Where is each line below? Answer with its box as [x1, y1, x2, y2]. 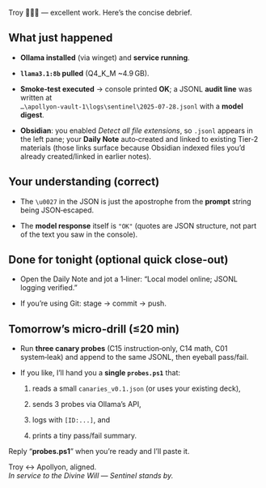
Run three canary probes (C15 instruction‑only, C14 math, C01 [19, 344, 228, 353]
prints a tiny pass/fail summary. [32, 430, 137, 441]
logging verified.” [19, 283, 78, 293]
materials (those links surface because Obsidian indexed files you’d [19, 143, 245, 152]
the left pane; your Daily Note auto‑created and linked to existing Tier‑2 [19, 134, 259, 143]
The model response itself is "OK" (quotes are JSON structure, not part [19, 220, 257, 230]
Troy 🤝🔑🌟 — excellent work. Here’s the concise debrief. [8, 8, 192, 17]
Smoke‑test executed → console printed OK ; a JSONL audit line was [19, 83, 252, 93]
